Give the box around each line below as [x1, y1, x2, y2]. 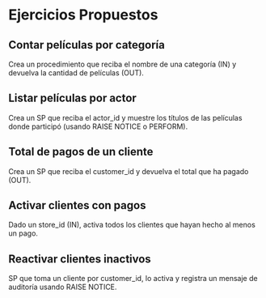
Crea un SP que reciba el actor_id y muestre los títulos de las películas [8, 113, 243, 122]
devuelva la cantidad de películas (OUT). [8, 68, 144, 78]
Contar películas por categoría [8, 38, 166, 52]
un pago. [8, 228, 39, 238]
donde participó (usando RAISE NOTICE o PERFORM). [8, 121, 188, 131]
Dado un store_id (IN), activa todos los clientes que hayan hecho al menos [8, 220, 256, 230]
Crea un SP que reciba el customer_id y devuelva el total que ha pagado [8, 166, 249, 176]
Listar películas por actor [8, 92, 137, 105]
